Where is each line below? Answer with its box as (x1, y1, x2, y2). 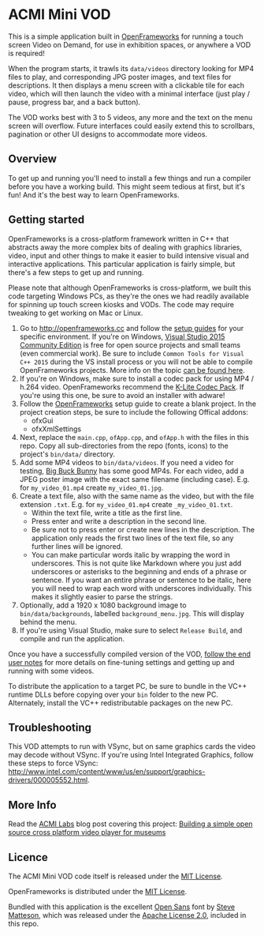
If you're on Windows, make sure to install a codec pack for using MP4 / (19, 374, 255, 383)
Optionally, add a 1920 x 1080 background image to (19, 600, 187, 610)
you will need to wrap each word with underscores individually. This (31, 583, 252, 593)
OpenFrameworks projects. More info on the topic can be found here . (19, 365, 246, 374)
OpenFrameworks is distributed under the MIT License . (8, 887, 188, 896)
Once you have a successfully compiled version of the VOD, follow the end (8, 649, 251, 659)
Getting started (8, 213, 85, 227)
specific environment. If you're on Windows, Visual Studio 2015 (19, 332, 225, 341)
